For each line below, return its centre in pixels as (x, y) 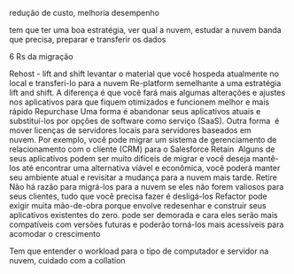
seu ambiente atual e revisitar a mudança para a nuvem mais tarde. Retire (143, 177)
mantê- (265, 158)
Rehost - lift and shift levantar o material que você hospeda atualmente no (144, 74)
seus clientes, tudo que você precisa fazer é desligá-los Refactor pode (138, 196)
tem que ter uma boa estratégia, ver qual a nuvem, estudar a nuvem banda (145, 30)
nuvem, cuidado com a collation (67, 260)
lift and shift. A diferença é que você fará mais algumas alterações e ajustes (147, 93)
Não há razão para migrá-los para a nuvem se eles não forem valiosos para (147, 187)
